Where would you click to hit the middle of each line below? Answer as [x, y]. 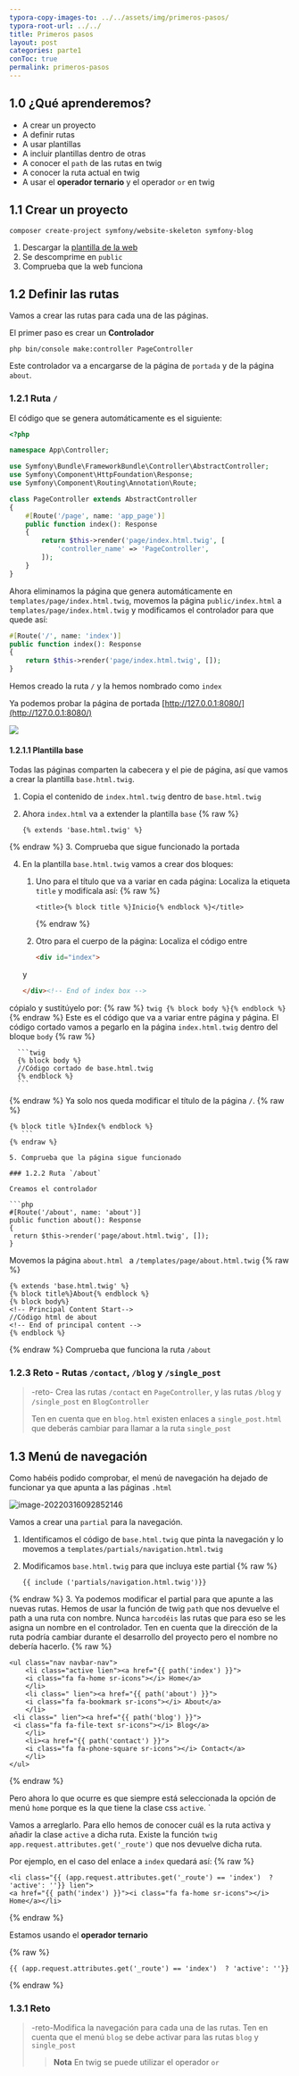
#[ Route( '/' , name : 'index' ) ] [66, 636]
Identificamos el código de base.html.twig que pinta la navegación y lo [153, 1539]
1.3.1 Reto [30, 2008]
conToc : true [33, 59]
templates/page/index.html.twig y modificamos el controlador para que [141, 610]
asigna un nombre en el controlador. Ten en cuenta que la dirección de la [144, 1628]
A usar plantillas [52, 144]
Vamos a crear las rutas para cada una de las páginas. [109, 316]
